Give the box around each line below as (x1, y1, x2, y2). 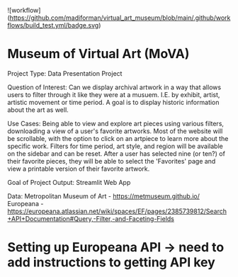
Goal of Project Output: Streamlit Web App (7, 178, 131, 186)
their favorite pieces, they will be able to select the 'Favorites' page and (7, 157, 216, 165)
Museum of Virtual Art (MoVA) (7, 46, 190, 62)
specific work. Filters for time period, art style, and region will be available (7, 142, 223, 150)
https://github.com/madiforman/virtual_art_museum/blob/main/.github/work (9, 13, 231, 22)
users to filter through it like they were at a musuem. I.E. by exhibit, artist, (7, 90, 220, 98)
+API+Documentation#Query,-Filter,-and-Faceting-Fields (7, 214, 175, 222)
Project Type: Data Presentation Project (7, 69, 123, 77)
